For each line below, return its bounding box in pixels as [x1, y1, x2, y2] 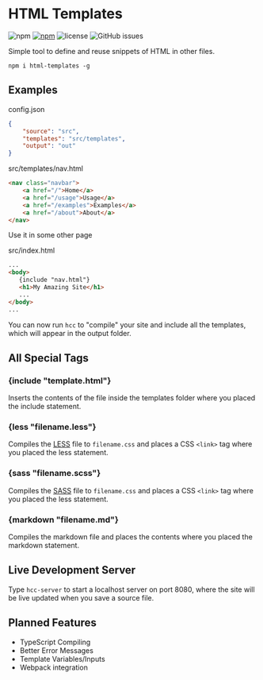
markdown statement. [8, 541, 80, 551]
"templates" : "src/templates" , [22, 134, 126, 143]
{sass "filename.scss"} [8, 468, 101, 479]
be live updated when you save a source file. [8, 593, 154, 602]
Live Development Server [8, 563, 136, 577]
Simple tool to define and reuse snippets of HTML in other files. [8, 46, 215, 56]
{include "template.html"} [8, 375, 112, 386]
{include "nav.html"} [18, 276, 90, 284]
